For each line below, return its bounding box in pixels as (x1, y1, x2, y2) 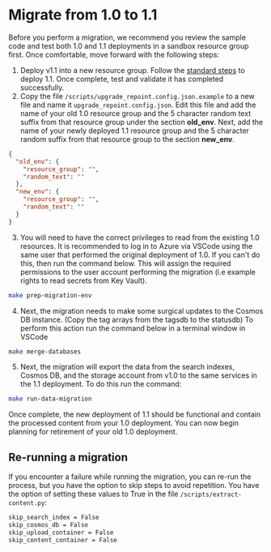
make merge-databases (8, 347, 82, 356)
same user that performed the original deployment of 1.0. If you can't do (19, 250, 260, 259)
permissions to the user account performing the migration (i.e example (19, 267, 256, 276)
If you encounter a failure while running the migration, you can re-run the (8, 472, 252, 481)
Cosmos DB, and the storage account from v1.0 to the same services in (19, 370, 257, 380)
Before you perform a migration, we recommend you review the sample (8, 32, 247, 42)
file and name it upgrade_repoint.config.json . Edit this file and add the (19, 100, 256, 109)
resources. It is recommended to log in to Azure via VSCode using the (19, 241, 253, 250)
